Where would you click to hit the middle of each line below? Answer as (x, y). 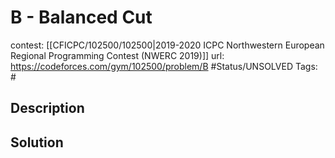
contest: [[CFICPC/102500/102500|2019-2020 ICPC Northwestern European (167, 45)
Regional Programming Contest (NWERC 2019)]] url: (117, 55)
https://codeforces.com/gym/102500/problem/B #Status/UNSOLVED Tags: (164, 66)
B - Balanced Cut (81, 17)
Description (47, 108)
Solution (37, 142)
